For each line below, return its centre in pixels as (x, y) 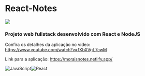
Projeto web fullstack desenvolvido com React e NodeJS (73, 34)
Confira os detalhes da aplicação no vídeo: (48, 45)
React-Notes (31, 8)
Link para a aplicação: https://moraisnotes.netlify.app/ (59, 59)
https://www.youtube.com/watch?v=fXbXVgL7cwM (56, 50)
